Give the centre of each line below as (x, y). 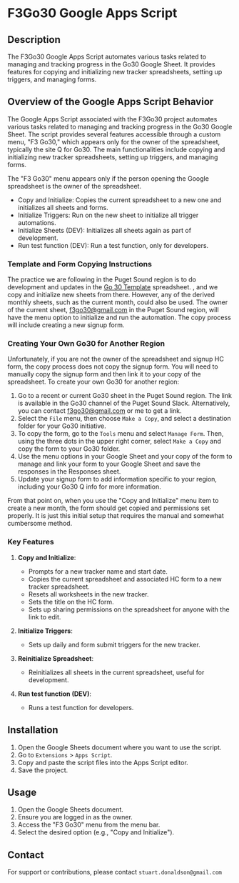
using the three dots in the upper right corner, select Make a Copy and (119, 441)
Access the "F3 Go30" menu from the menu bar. (89, 825)
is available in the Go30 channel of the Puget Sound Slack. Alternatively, (124, 403)
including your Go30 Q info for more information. (90, 487)
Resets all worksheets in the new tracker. (88, 594)
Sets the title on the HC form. (71, 602)
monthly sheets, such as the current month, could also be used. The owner (118, 302)
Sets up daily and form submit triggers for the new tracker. (115, 644)
